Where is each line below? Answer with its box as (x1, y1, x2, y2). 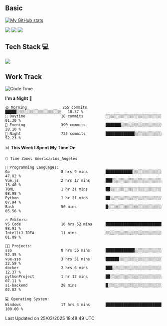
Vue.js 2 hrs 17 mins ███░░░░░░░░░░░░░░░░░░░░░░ (5, 178, 162, 183)
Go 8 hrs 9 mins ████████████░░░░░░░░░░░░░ (5, 169, 162, 174)
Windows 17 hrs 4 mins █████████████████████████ (5, 302, 162, 308)
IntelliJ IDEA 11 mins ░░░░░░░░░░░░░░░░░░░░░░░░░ (5, 231, 162, 236)
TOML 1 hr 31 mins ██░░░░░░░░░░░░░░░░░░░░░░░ (5, 187, 162, 192)
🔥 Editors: (5, 217, 28, 223)
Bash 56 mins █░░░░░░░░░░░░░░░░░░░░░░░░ (5, 204, 162, 209)
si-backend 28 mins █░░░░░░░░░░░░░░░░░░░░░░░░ (5, 283, 162, 288)
